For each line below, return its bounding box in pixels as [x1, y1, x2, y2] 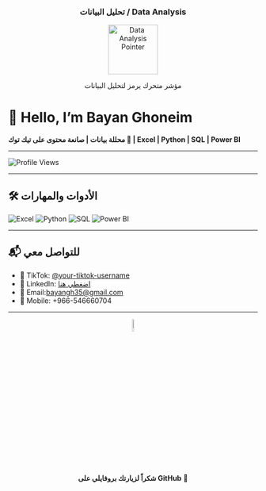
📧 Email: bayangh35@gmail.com [19, 287, 124, 297]
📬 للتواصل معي [8, 245, 81, 259]
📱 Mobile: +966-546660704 [19, 296, 112, 305]
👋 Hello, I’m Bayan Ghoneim [8, 109, 193, 127]
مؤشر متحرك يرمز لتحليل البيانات [84, 81, 182, 90]
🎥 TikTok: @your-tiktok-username [19, 270, 131, 280]
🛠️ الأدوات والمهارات [8, 189, 97, 202]
